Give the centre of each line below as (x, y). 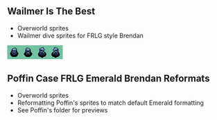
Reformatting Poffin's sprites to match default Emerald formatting (111, 103)
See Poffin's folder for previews (62, 110)
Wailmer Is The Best (51, 11)
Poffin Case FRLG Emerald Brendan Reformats (108, 79)
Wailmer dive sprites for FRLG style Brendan (80, 35)
